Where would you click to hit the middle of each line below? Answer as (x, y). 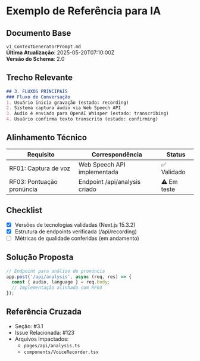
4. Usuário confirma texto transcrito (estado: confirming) (82, 119)
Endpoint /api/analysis (110, 181)
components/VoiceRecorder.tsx (61, 352)
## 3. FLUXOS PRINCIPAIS (37, 91)
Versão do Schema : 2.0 (35, 59)
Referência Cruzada (44, 312)
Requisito (41, 155)
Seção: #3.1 (29, 326)
